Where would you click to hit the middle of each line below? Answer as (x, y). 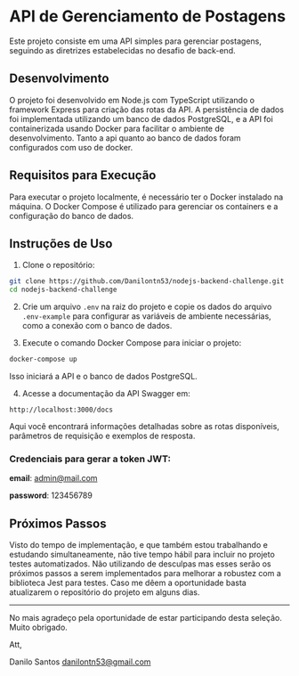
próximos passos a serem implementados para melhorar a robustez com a (145, 574)
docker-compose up (43, 359)
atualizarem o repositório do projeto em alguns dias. (105, 592)
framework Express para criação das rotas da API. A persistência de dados (147, 110)
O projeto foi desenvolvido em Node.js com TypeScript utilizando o (132, 100)
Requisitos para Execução (83, 175)
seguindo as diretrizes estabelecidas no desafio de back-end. (122, 50)
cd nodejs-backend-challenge (63, 290)
